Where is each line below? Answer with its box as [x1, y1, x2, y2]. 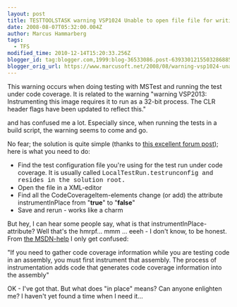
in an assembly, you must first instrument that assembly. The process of [7, 255, 217, 264]
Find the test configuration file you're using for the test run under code [17, 160, 224, 169]
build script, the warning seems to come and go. [7, 126, 148, 134]
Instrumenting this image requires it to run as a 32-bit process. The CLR [7, 97, 216, 106]
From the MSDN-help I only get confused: [7, 234, 129, 243]
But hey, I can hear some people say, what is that [7, 219, 150, 228]
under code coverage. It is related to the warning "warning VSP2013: [7, 90, 207, 98]
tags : [7, 37, 23, 44]
